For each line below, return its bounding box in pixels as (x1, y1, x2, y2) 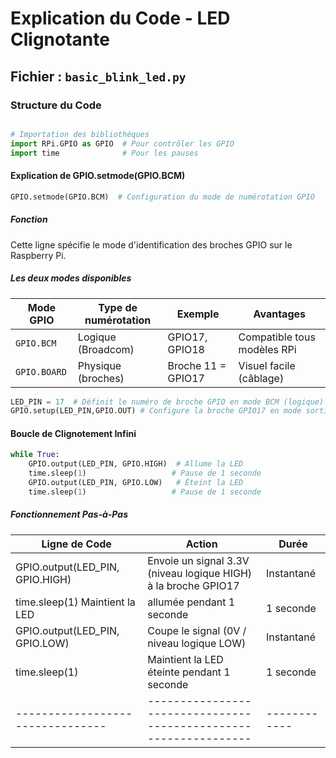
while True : (10, 450, 60, 460)
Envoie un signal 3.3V (147, 553, 250, 567)
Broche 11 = (167, 358, 227, 372)
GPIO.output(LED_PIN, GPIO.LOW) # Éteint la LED (28, 478, 244, 488)
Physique (77, 358, 122, 372)
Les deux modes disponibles (10, 272, 132, 284)
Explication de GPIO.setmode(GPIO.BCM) (10, 170, 186, 182)
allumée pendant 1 (147, 595, 236, 609)
